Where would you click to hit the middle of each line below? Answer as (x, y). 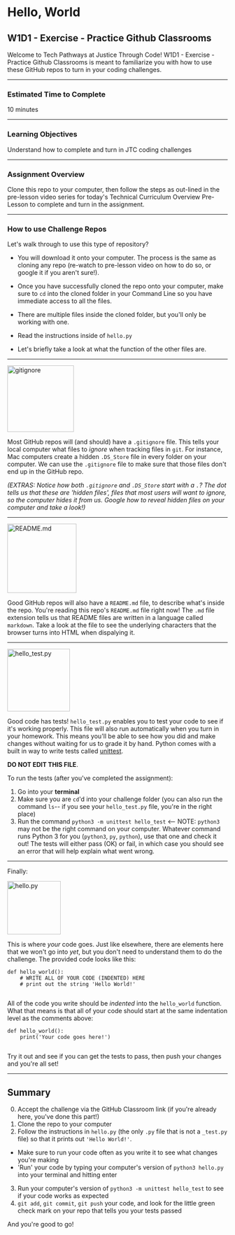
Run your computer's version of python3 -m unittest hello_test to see (120, 1188)
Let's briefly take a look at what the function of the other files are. (112, 349)
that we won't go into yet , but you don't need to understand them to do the (115, 952)
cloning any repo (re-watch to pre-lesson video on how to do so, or (114, 265)
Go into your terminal (48, 792)
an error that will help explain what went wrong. (86, 852)
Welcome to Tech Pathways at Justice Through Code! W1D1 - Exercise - (111, 55)
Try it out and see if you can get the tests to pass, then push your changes (114, 1057)
